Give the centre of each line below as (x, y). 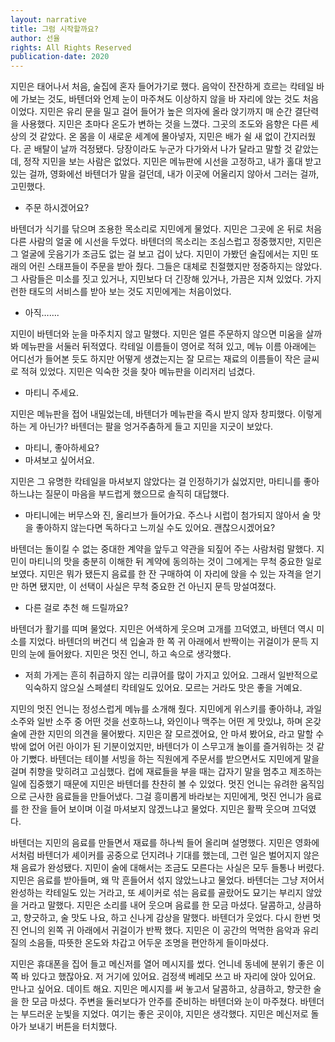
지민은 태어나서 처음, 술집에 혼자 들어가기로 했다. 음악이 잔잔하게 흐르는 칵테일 (162, 87)
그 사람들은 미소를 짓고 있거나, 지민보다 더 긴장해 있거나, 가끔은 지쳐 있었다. (156, 279)
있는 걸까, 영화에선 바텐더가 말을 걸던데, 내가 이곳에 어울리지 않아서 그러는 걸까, (165, 174)
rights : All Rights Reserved (71, 47)
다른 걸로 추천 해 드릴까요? (76, 608)
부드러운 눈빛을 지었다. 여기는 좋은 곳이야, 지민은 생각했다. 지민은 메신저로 (164, 1014)
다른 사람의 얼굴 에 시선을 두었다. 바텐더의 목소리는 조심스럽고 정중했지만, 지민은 (166, 242)
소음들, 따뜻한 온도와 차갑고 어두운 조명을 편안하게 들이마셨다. (149, 943)
